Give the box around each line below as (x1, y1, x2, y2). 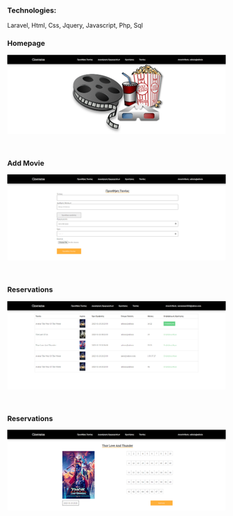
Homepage (7, 39, 45, 48)
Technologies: (7, 6, 57, 15)
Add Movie (7, 159, 45, 168)
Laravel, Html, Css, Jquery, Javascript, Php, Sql (7, 21, 144, 30)
